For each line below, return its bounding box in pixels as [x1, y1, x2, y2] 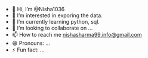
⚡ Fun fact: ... [11, 46, 45, 53]
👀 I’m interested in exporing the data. [11, 12, 103, 19]
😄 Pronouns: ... [11, 40, 51, 47]
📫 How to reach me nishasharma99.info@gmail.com [11, 31, 142, 38]
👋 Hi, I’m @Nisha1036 [11, 6, 65, 12]
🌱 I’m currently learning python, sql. [11, 18, 100, 25]
